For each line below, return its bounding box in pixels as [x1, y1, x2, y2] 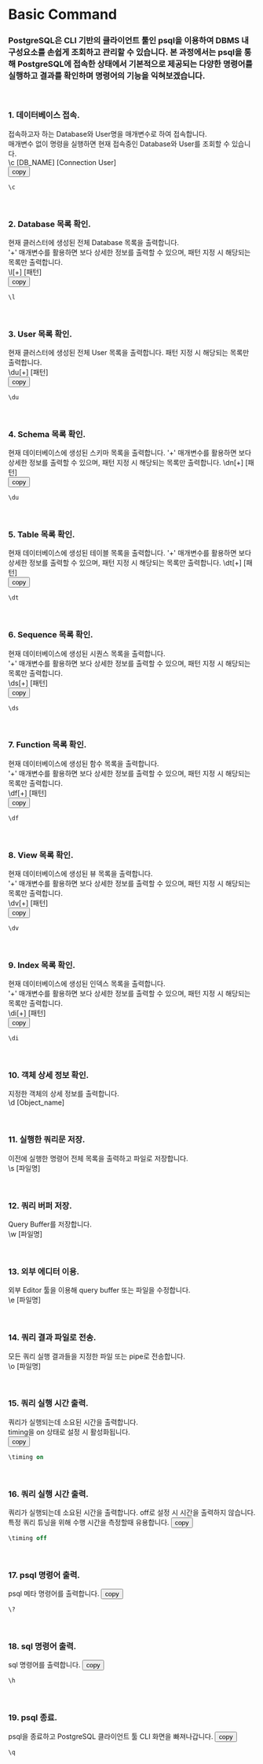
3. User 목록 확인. [8, 328, 73, 339]
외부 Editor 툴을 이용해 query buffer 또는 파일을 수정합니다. [8, 1285, 191, 1295]
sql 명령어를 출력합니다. [8, 1660, 81, 1670]
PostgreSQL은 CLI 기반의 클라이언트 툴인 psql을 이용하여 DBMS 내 [8, 35, 250, 46]
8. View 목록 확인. [8, 849, 74, 860]
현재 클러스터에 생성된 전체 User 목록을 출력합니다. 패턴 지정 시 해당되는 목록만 [8, 348, 250, 358]
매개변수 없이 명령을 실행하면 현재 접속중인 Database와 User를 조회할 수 [8, 139, 230, 149]
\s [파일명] [8, 1163, 41, 1172]
